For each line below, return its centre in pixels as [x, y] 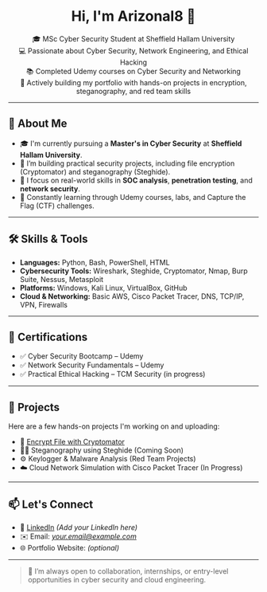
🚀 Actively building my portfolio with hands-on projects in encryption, [133, 82]
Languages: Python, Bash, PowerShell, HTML [95, 262]
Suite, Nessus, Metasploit [62, 279]
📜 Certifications [48, 337]
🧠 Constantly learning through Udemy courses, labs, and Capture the [133, 197]
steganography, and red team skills [133, 91]
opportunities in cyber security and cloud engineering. [117, 580]
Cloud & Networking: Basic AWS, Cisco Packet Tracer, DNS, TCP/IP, [132, 296]
